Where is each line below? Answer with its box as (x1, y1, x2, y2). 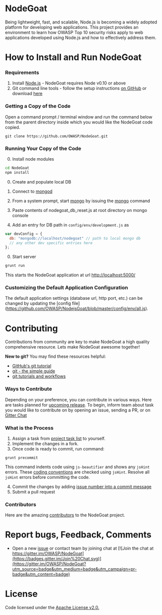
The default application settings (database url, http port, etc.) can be (5, 295, 143, 301)
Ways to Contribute (5, 386, 52, 392)
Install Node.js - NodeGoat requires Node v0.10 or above (12, 80, 126, 86)
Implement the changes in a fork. (12, 440, 79, 447)
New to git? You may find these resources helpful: (5, 353, 106, 359)
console (12, 212, 28, 218)
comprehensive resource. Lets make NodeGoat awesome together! (5, 344, 140, 350)
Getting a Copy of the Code (5, 103, 71, 110)
